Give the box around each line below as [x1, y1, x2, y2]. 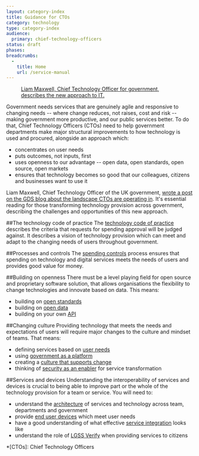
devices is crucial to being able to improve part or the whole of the [6, 383, 168, 390]
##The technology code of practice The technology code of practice [6, 220, 174, 227]
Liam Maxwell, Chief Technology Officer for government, [21, 85, 160, 92]
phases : [6, 47, 25, 53]
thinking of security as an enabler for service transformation [14, 365, 162, 372]
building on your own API [14, 310, 76, 317]
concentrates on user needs [14, 146, 84, 153]
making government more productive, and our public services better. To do [6, 116, 190, 123]
